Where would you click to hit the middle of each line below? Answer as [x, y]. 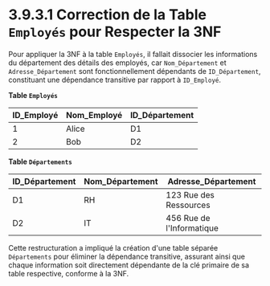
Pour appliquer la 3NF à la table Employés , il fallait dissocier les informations [133, 54]
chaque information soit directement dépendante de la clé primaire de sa [129, 265]
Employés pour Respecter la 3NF [115, 32]
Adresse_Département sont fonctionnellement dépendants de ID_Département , [135, 71]
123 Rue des [190, 194]
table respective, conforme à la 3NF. [69, 273]
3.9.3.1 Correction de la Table [108, 15]
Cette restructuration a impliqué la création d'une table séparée [113, 247]
